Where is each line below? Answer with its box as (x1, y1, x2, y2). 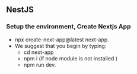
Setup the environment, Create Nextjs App (6, 22, 131, 31)
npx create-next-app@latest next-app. (14, 36, 110, 43)
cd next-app (23, 49, 54, 56)
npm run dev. (23, 61, 56, 68)
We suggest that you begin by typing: (14, 42, 107, 49)
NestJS (6, 5, 34, 15)
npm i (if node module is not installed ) (23, 54, 117, 62)
